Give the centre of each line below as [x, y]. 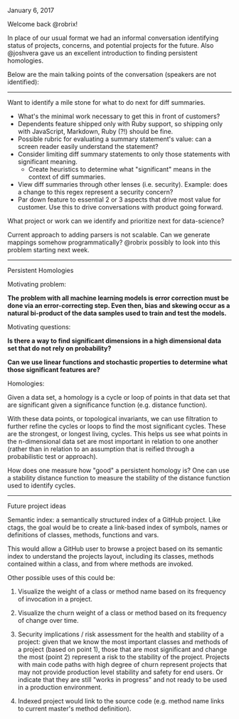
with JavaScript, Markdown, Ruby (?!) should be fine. [95, 131]
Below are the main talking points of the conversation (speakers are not [112, 74]
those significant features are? [54, 369]
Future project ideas [37, 506]
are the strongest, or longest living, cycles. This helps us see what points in [117, 434]
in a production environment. [60, 687]
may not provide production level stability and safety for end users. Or [120, 672]
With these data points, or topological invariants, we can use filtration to [113, 419]
